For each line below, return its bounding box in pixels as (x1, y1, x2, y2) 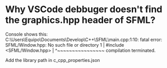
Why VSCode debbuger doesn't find (5, 4, 162, 15)
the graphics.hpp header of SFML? (5, 14, 156, 26)
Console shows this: (5, 31, 48, 37)
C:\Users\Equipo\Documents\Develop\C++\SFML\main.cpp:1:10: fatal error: (5, 37, 162, 43)
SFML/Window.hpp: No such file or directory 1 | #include (5, 42, 124, 48)
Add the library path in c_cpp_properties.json (5, 57, 101, 63)
